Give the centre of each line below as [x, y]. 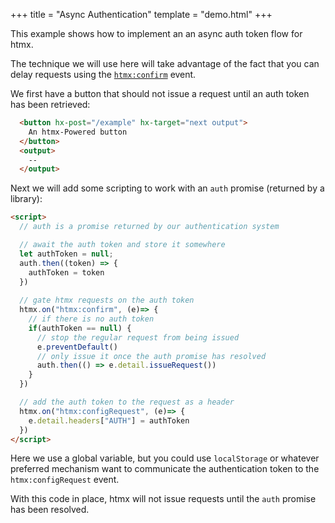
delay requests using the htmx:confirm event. [103, 74]
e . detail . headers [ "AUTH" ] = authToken [109, 420]
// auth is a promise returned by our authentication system [149, 227]
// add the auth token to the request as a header [127, 402]
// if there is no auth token [91, 319]
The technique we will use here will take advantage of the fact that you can [165, 63]
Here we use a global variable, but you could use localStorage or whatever [165, 458]
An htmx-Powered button [78, 132]
